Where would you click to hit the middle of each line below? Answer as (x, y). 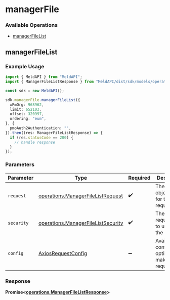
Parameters (20, 164)
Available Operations (32, 25)
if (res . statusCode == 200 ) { (41, 138)
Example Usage (25, 66)
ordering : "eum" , (28, 119)
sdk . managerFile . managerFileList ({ (43, 100)
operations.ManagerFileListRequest (80, 196)
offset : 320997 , (27, 114)
